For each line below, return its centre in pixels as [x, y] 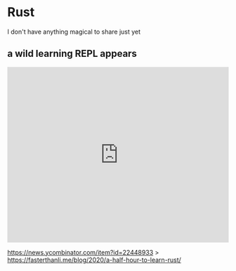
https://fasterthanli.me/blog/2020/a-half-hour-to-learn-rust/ [94, 260]
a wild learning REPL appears [72, 54]
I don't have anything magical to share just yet [74, 32]
